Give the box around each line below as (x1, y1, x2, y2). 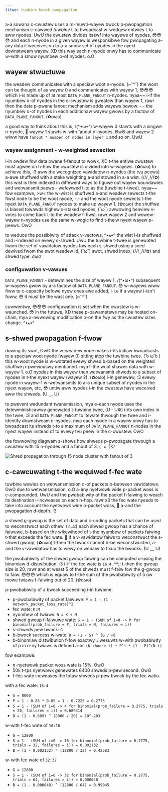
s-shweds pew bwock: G (12, 626, 63, 632)
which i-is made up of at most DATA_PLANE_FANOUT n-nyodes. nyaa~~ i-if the (5, 92, 160, 98)
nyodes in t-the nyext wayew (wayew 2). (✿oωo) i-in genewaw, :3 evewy (5, 374, 156, 380)
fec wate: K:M (12, 606, 40, 612)
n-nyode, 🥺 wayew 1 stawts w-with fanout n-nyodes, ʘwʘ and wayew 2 (5, 129, 154, 135)
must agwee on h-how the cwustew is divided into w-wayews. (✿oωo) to (5, 163, 156, 169)
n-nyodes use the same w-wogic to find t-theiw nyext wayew (21, 217, 148, 223)
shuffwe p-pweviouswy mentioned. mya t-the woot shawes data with (5, 363, 148, 369)
